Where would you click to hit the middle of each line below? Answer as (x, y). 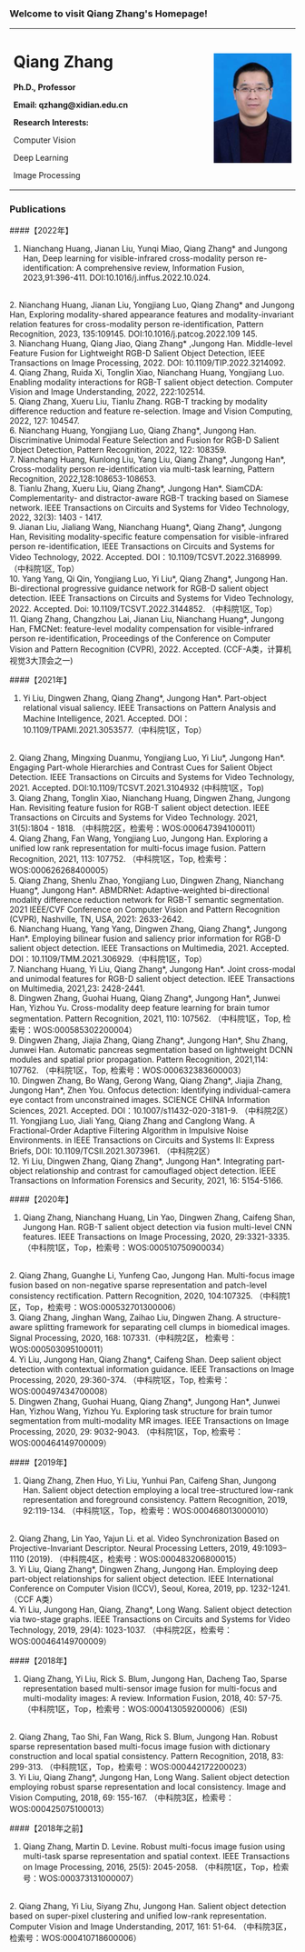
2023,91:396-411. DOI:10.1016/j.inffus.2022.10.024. (116, 277)
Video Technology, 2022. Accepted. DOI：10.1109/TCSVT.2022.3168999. (146, 556)
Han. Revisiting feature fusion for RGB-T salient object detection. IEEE (140, 807)
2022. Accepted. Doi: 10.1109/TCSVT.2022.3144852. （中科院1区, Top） (143, 608)
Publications (38, 209)
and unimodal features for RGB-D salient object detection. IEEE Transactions (152, 978)
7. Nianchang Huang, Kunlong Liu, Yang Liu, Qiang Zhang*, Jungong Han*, (148, 459)
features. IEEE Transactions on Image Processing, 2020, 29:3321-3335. (156, 1236)
